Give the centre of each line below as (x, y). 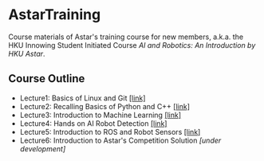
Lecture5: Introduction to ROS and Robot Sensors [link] (110, 132)
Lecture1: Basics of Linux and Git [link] (83, 98)
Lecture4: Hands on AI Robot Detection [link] (93, 123)
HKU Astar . (27, 53)
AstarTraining (55, 15)
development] (43, 148)
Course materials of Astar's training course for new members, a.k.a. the (126, 37)
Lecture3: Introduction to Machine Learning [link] (100, 115)
